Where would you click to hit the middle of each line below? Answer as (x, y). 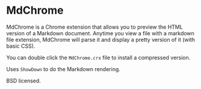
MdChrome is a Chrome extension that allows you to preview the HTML (95, 27)
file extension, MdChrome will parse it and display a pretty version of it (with (101, 39)
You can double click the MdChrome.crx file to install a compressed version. (98, 57)
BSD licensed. (23, 81)
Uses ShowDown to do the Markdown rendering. (63, 69)
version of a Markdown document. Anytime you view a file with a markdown (100, 33)
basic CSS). (21, 46)
